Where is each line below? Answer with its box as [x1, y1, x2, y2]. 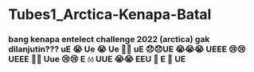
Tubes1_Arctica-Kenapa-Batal [8, 6, 212, 24]
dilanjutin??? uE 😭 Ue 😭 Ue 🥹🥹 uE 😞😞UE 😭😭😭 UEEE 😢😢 [8, 44, 246, 55]
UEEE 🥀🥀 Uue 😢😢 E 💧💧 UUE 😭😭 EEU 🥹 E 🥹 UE [8, 54, 186, 65]
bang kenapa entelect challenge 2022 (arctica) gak [8, 34, 210, 45]
